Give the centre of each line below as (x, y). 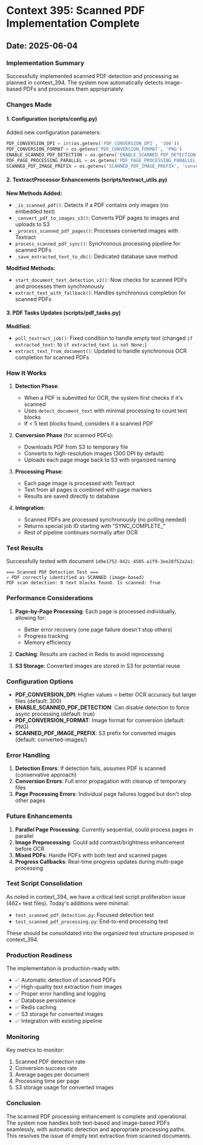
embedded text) (35, 211)
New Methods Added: (34, 193)
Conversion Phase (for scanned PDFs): (64, 435)
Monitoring (23, 1037)
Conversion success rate (46, 1068)
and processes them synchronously (60, 286)
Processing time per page (47, 1081)
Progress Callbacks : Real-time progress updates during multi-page (99, 861)
